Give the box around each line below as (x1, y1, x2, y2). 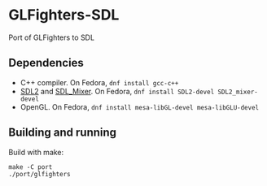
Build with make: (8, 147, 64, 157)
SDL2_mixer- (217, 88, 258, 96)
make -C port (8, 162, 53, 171)
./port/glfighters (8, 170, 71, 178)
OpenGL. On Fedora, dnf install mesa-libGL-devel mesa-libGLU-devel (20, 102, 260, 111)
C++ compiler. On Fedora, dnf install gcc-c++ (20, 77, 179, 87)
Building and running (8, 126, 116, 140)
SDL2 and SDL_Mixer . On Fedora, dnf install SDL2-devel (20, 86, 215, 96)
